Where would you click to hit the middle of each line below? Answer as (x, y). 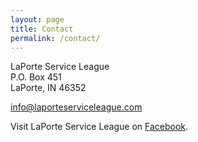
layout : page (37, 19)
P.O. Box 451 (36, 77)
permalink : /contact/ (55, 38)
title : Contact (42, 29)
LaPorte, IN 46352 (48, 88)
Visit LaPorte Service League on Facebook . (99, 127)
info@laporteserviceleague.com (76, 107)
